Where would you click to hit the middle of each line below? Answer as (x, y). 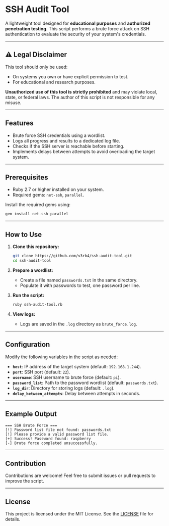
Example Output (31, 414)
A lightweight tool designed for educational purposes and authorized (78, 23)
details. (13, 519)
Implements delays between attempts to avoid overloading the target (84, 151)
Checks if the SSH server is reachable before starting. (68, 146)
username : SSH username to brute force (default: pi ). (67, 377)
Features (19, 123)
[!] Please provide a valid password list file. (57, 435)
